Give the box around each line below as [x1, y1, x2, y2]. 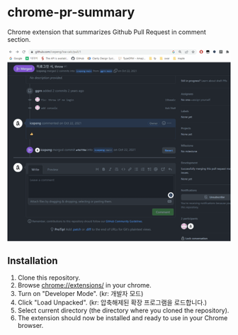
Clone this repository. [17, 273, 81, 282]
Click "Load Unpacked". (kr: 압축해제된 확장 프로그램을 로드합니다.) [17, 298, 208, 307]
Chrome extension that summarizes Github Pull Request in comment [7, 28, 207, 36]
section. [7, 35, 31, 43]
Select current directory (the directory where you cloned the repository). [17, 306, 229, 315]
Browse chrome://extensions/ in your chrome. [17, 281, 152, 290]
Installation [7, 254, 58, 266]
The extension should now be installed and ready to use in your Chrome [17, 314, 228, 322]
